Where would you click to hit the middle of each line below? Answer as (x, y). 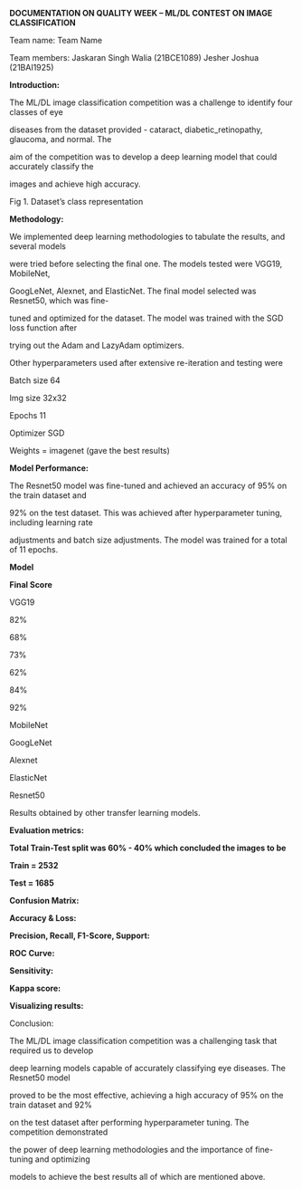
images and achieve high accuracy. (75, 184)
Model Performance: (49, 468)
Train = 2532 (34, 865)
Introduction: (35, 85)
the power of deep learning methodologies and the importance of (131, 1150)
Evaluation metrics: (47, 830)
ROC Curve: (32, 953)
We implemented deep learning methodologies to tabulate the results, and (147, 236)
